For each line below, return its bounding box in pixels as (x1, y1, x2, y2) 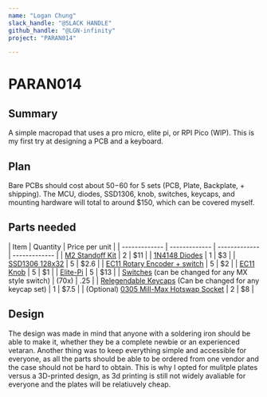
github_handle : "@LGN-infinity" (8, 26, 116, 34)
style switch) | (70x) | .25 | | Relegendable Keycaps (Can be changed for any (8, 276, 260, 285)
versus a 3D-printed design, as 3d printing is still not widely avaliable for (8, 371, 246, 380)
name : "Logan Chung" (8, 11, 77, 20)
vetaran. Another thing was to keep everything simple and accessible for (8, 345, 247, 355)
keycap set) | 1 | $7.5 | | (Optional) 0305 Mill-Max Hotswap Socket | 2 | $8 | (8, 284, 254, 293)
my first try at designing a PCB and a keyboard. (8, 136, 163, 146)
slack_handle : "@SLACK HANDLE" (8, 19, 112, 27)
